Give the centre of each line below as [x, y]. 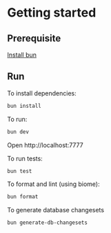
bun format [23, 197]
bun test [20, 171]
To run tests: [25, 158]
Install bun [22, 55]
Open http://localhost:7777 [46, 145]
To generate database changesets [56, 210]
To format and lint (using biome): [53, 184]
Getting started [52, 13]
